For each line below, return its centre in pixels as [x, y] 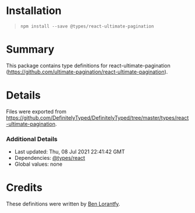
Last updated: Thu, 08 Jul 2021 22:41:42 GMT [70, 152]
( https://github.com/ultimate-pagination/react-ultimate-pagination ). [87, 72]
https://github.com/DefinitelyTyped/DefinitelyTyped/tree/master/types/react [97, 117]
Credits [24, 188]
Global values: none [38, 164]
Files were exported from [36, 111]
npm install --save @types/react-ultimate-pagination [87, 26]
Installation [34, 11]
